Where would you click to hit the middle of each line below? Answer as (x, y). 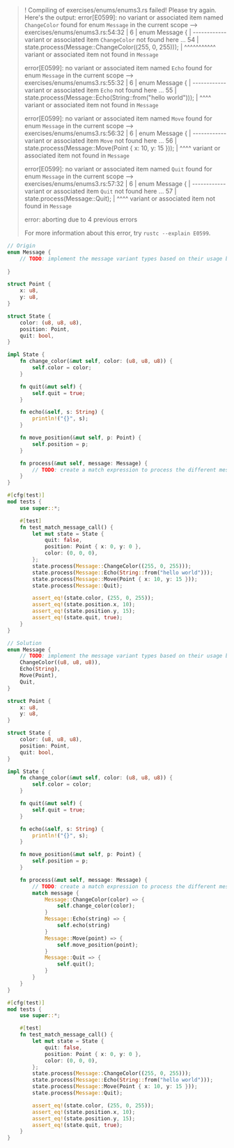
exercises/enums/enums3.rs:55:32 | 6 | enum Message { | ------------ (125, 83)
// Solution (24, 643)
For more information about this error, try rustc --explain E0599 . (117, 233)
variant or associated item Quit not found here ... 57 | (100, 191)
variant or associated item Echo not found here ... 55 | (100, 90)
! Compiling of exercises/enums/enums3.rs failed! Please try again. (120, 10)
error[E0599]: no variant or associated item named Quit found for (118, 169)
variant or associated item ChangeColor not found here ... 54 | (111, 40)
